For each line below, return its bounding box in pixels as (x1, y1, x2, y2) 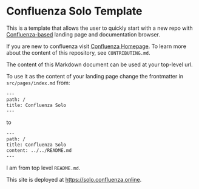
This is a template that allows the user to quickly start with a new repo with (6, 24, 193, 32)
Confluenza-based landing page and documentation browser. (6, 30, 161, 38)
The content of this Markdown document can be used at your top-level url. (6, 61, 193, 68)
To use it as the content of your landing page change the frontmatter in (6, 72, 184, 80)
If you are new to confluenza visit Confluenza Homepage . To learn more (6, 43, 187, 50)
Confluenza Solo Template (6, 4, 143, 18)
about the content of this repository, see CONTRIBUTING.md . (6, 49, 150, 56)
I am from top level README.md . (6, 164, 81, 171)
